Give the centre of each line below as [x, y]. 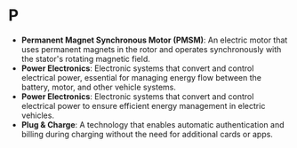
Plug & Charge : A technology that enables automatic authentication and [153, 124]
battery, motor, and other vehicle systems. [99, 87]
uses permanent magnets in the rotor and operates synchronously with [151, 49]
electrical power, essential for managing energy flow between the [141, 77]
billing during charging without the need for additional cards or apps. [147, 134]
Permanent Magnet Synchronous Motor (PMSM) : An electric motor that [154, 40]
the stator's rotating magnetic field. [85, 58]
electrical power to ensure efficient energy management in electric [143, 105]
